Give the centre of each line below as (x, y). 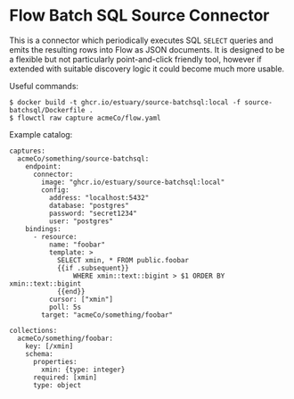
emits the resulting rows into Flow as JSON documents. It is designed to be (147, 49)
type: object (57, 385)
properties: (55, 362)
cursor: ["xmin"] (81, 299)
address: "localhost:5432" (99, 197)
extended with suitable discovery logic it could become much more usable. (147, 69)
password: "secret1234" (93, 213)
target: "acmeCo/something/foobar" (107, 315)
